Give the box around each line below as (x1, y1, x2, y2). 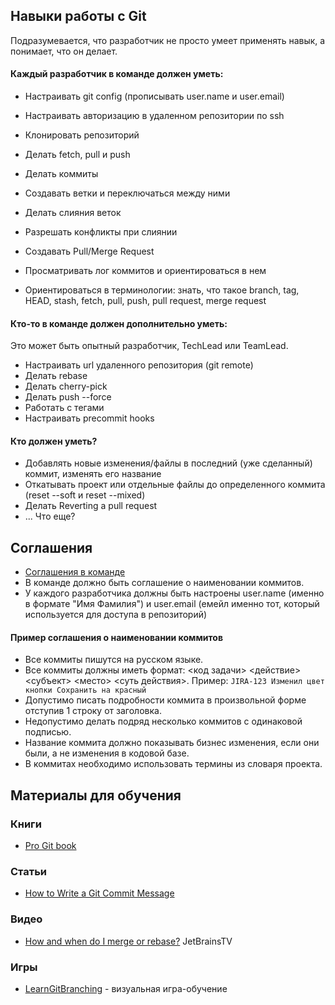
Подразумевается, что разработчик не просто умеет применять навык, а (10, 34, 326, 46)
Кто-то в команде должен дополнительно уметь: (10, 317, 228, 329)
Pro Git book (24, 840, 77, 852)
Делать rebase (24, 370, 88, 382)
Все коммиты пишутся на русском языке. (24, 654, 204, 666)
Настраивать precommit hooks (24, 412, 155, 424)
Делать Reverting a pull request (24, 500, 158, 512)
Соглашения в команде (24, 566, 126, 578)
